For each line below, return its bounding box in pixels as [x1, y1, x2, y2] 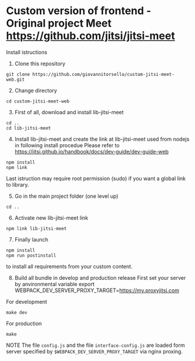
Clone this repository [14, 60, 66, 67]
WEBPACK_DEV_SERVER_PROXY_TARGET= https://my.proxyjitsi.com [14, 287, 180, 294]
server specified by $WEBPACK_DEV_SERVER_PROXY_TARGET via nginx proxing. [6, 347, 183, 355]
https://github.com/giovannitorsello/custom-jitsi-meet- [32, 71, 175, 77]
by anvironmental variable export [14, 280, 95, 287]
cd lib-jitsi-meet [6, 125, 51, 131]
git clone [6, 71, 31, 77]
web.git [6, 77, 25, 82]
